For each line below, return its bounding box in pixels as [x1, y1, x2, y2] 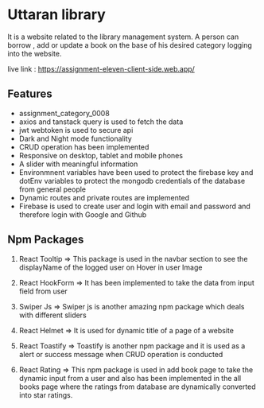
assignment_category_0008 [18, 108, 111, 118]
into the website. [7, 49, 62, 58]
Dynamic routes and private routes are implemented [18, 192, 190, 202]
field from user [18, 286, 68, 296]
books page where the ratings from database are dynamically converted [18, 382, 256, 391]
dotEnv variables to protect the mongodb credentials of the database [18, 176, 246, 185]
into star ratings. [18, 390, 73, 399]
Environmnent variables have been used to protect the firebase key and [18, 167, 254, 177]
